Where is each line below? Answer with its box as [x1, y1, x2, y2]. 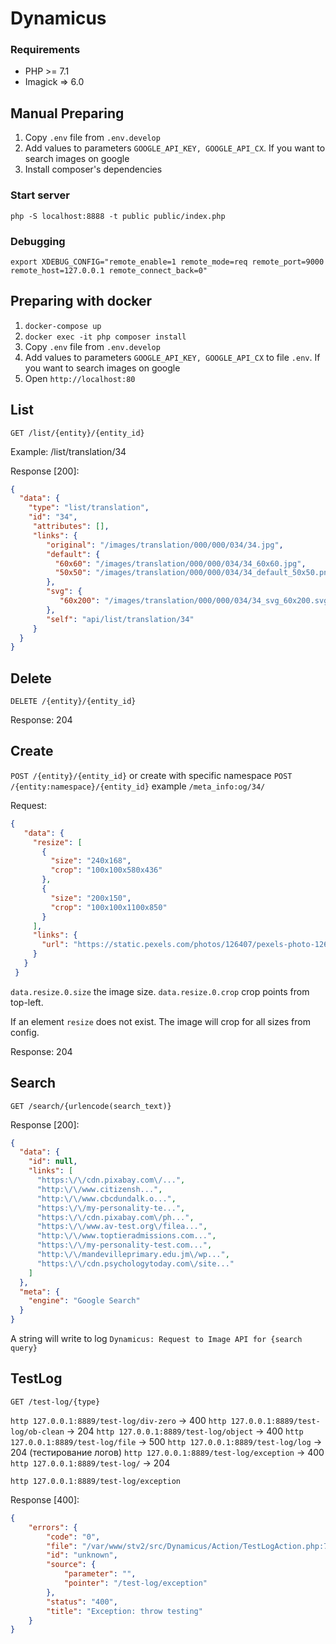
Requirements [10, 43, 81, 57]
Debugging [10, 234, 66, 248]
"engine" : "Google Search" [28, 1296, 141, 1306]
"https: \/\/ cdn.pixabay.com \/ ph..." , [36, 1212, 195, 1222]
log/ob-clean [10, 1427, 65, 1437]
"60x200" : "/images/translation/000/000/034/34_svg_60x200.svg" [59, 596, 333, 606]
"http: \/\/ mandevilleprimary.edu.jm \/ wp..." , [36, 1250, 230, 1260]
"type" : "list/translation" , [28, 503, 150, 513]
